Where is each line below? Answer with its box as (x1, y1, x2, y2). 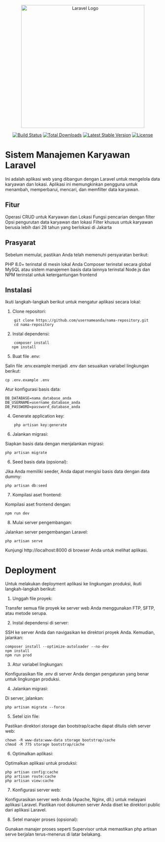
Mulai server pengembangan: (12, 519, 72, 525)
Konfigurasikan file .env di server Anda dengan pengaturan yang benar (5, 671, 149, 677)
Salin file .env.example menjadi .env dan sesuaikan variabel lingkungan (5, 363, 149, 369)
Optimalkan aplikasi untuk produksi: (5, 760, 78, 766)
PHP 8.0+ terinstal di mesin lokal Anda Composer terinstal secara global (5, 261, 151, 267)
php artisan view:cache (5, 778, 54, 783)
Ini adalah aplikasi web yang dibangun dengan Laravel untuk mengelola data (5, 176, 160, 182)
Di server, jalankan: (5, 695, 44, 701)
